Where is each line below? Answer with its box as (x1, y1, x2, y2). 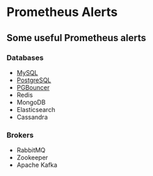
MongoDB (16, 98, 46, 106)
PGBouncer (16, 83, 50, 91)
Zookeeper (16, 154, 49, 162)
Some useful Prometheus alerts (6, 32, 147, 44)
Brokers (6, 130, 34, 140)
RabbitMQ (16, 146, 46, 154)
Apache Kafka (16, 161, 58, 169)
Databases (6, 53, 44, 63)
